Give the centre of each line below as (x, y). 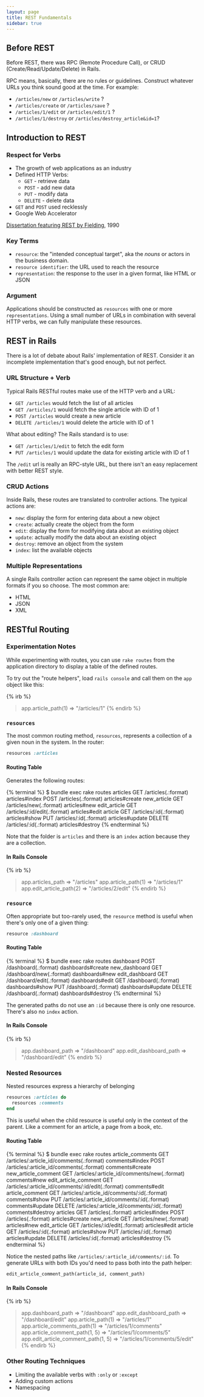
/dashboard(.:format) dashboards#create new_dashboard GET (84, 967)
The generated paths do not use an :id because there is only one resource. (101, 1005)
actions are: (21, 506)
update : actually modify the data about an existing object (86, 537)
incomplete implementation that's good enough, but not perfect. (87, 362)
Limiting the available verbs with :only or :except (76, 1374)
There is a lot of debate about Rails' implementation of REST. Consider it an (100, 356)
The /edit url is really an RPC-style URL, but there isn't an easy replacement (102, 464)
